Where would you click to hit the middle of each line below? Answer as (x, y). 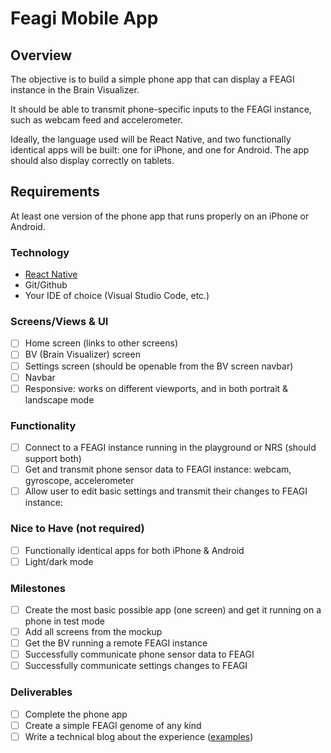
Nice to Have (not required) (77, 529)
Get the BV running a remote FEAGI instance (116, 643)
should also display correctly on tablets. (92, 160)
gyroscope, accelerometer (79, 481)
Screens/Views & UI (59, 322)
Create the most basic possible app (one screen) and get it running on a (173, 609)
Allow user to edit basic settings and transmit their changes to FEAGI (166, 491)
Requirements (55, 192)
